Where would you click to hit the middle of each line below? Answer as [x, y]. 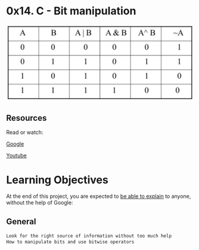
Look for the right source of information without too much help [89, 236]
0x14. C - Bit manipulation [71, 11]
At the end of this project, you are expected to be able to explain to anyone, [99, 196]
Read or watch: [25, 132]
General [21, 222]
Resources [27, 118]
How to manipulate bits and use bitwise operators [70, 242]
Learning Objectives [57, 180]
